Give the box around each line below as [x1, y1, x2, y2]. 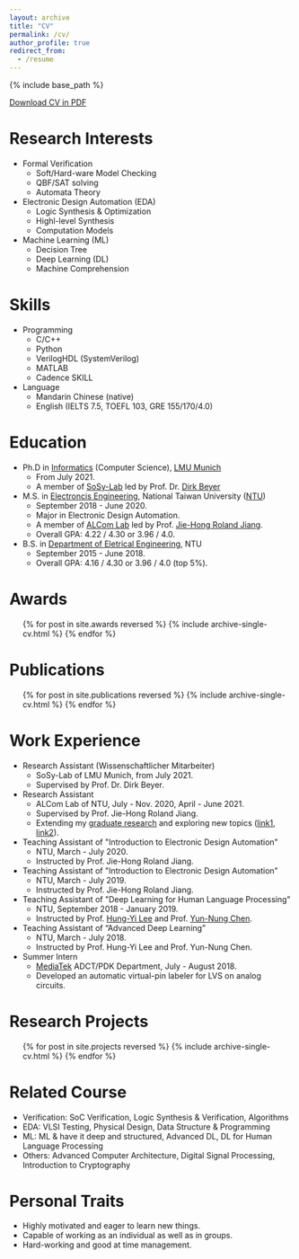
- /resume [17, 55, 54, 64]
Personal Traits [9, 1191, 125, 1211]
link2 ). [35, 827, 60, 838]
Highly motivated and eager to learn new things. [22, 1220, 201, 1231]
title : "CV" [9, 22, 54, 31]
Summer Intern [22, 951, 78, 962]
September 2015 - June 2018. [35, 547, 145, 558]
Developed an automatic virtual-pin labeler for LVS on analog [35, 970, 262, 980]
